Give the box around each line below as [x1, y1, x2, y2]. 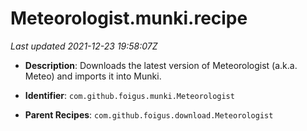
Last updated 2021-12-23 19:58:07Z [10, 40, 158, 52]
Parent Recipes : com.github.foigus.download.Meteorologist [24, 108, 274, 121]
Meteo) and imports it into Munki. [24, 70, 162, 82]
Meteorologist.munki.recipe [10, 7, 248, 30]
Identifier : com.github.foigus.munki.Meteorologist [24, 89, 235, 101]
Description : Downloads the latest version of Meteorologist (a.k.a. [24, 59, 298, 71]
